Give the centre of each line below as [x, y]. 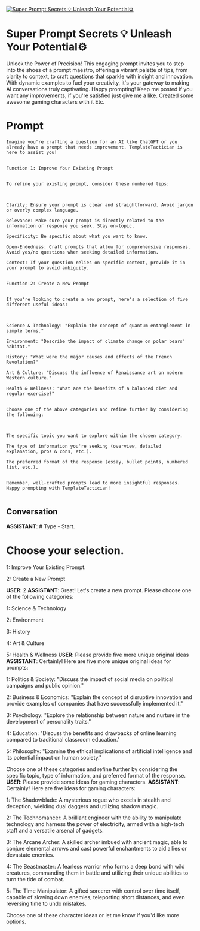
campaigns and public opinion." [45, 685]
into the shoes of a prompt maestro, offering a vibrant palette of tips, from [97, 70]
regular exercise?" [30, 394]
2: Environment [25, 620]
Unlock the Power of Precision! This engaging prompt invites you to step [95, 64]
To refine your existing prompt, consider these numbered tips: [88, 184]
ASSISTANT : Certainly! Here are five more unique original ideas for [89, 661]
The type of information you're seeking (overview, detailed [84, 446]
